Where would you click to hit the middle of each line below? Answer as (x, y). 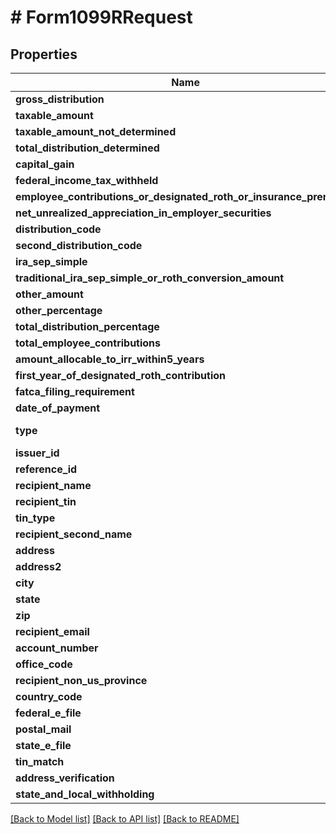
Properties (44, 54)
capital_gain (45, 164)
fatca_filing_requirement (75, 391)
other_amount (49, 294)
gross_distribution (60, 99)
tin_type (35, 518)
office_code (44, 664)
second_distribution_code (79, 245)
